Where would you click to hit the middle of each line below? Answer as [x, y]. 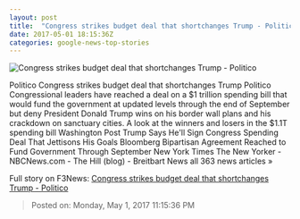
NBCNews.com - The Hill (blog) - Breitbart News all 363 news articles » [141, 161]
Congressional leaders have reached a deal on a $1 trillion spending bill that [148, 95]
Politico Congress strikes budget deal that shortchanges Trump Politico [140, 85]
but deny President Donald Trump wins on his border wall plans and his [140, 114]
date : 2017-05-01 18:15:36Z [62, 34]
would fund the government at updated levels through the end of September [150, 105]
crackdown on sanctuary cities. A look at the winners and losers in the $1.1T [149, 123]
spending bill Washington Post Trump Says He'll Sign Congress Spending [144, 133]
